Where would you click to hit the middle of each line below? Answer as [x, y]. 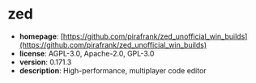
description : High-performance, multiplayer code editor [113, 70]
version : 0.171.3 [45, 62]
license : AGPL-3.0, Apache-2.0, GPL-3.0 [87, 53]
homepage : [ [41, 36]
